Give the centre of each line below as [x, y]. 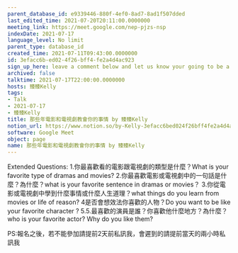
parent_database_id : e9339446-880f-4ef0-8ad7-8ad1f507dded [96, 14]
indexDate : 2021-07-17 [41, 34]
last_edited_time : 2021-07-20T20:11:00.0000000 [79, 21]
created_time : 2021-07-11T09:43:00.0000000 [73, 54]
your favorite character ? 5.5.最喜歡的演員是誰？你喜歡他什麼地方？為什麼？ [118, 211]
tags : [15, 93]
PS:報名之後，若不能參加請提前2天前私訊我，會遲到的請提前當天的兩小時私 [117, 234]
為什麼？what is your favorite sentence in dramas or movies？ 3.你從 [119, 184]
